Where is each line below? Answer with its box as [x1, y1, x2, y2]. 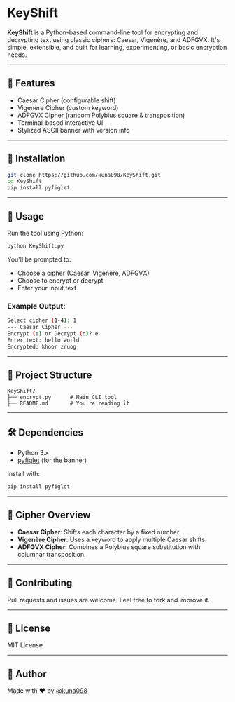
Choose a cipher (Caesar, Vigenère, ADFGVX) [17, 269, 150, 277]
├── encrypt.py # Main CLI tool [7, 394, 117, 401]
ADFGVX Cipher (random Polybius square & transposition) [17, 111, 185, 119]
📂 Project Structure [7, 369, 92, 381]
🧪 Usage [7, 210, 44, 222]
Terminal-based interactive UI [17, 118, 104, 127]
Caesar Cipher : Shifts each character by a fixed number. [17, 527, 181, 536]
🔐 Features [7, 77, 55, 89]
